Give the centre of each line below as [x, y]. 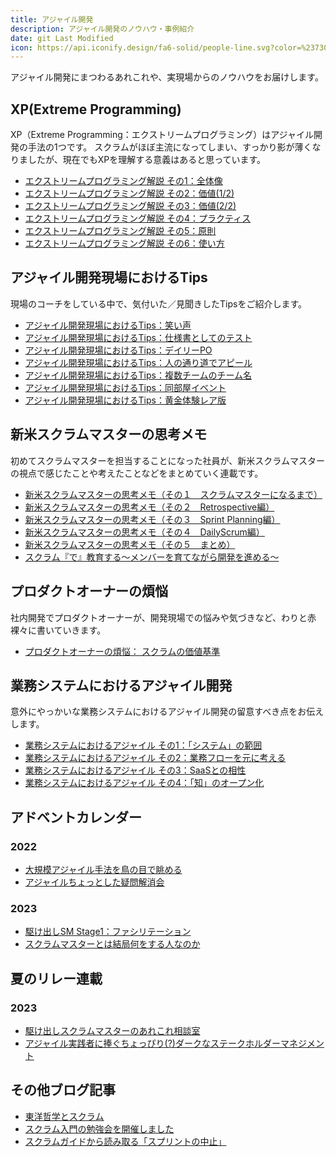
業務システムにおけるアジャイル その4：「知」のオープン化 [144, 783]
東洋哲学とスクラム [64, 1116]
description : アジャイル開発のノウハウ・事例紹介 [102, 29]
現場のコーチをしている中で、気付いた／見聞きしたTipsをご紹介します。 [159, 303]
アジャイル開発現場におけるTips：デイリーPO [118, 350]
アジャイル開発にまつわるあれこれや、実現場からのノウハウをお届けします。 [167, 77]
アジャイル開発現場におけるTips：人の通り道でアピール [138, 362]
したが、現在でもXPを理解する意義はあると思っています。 [147, 160]
